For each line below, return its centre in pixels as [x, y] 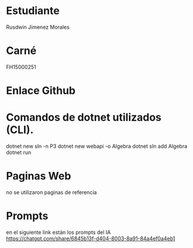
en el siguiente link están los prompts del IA [58, 232]
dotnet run [19, 152]
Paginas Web [39, 176]
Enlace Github [41, 91]
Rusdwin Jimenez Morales [38, 27]
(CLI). [20, 130]
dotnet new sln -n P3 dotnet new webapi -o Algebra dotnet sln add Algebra [97, 146]
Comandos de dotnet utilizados [84, 118]
